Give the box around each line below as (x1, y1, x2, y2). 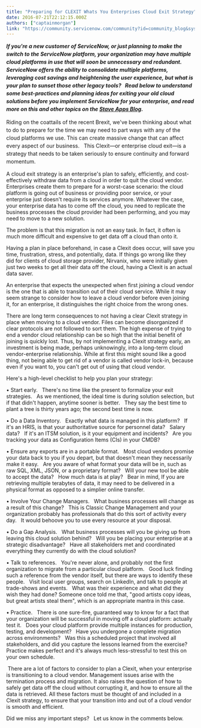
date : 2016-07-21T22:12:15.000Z (6, 14, 87, 20)
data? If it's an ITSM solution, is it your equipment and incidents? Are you (6, 430, 192, 437)
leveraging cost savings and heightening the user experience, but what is (6, 74, 193, 81)
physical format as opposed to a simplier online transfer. (6, 486, 145, 493)
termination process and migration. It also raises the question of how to (6, 678, 182, 685)
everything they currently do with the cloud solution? (6, 548, 136, 555)
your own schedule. (6, 654, 55, 661)
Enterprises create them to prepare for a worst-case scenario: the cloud (6, 183, 184, 191)
